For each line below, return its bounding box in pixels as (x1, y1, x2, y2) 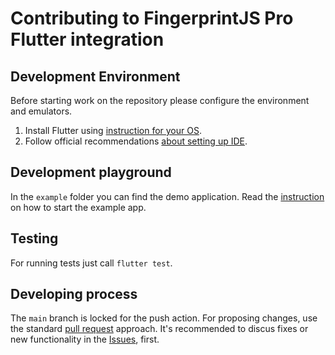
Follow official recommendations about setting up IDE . (24, 135, 248, 147)
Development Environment (10, 68, 181, 85)
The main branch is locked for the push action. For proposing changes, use (10, 312, 318, 324)
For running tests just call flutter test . (10, 257, 173, 269)
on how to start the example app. (10, 201, 147, 213)
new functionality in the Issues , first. (10, 333, 160, 346)
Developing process (10, 286, 138, 303)
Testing (10, 230, 59, 247)
